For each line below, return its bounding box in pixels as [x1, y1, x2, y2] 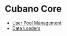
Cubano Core [5, 3, 62, 15]
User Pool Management [12, 20, 62, 26]
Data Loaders [12, 25, 41, 31]
